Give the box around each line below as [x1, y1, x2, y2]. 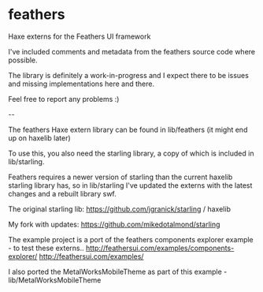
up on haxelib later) [8, 133, 71, 143]
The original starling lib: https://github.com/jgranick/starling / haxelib [8, 204, 231, 214]
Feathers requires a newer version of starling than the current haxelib [8, 172, 233, 182]
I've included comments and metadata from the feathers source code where [8, 47, 256, 56]
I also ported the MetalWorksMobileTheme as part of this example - [8, 267, 228, 276]
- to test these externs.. [8, 243, 84, 253]
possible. [8, 55, 38, 65]
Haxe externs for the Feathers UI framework [8, 32, 151, 41]
